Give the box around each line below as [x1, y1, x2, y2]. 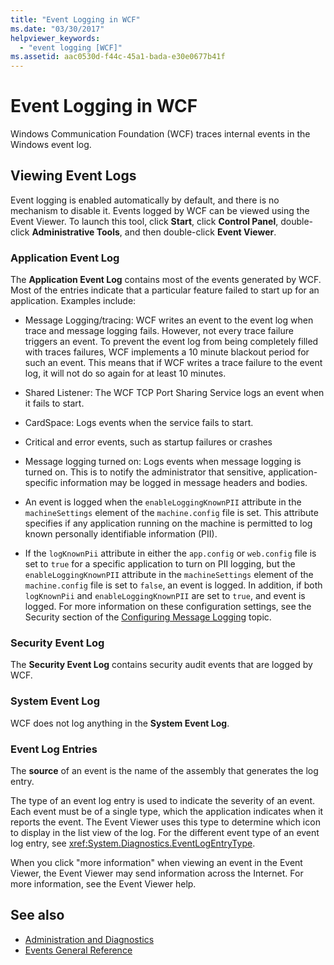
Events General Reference [24, 944, 133, 956]
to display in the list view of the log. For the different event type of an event [10, 827, 320, 839]
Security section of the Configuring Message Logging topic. [24, 611, 272, 623]
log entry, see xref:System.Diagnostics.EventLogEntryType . [10, 837, 256, 850]
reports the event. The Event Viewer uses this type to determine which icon [10, 816, 321, 828]
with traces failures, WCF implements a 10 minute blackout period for [24, 346, 310, 358]
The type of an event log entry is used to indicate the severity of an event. [10, 795, 316, 807]
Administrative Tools [31, 226, 120, 238]
